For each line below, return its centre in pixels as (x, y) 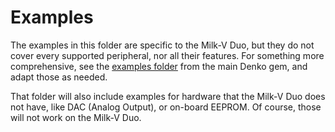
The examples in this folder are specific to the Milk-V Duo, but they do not (162, 45)
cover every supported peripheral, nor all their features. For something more (167, 55)
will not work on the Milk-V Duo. (76, 117)
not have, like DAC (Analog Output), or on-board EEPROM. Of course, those (166, 107)
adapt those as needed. (59, 77)
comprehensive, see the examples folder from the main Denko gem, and (159, 66)
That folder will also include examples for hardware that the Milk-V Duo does (168, 96)
